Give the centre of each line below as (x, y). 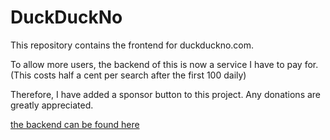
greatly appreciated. (52, 105)
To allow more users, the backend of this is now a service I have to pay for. (164, 64)
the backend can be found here (75, 124)
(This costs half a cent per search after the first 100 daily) (128, 75)
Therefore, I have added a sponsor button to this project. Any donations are (166, 94)
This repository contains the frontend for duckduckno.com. (132, 45)
